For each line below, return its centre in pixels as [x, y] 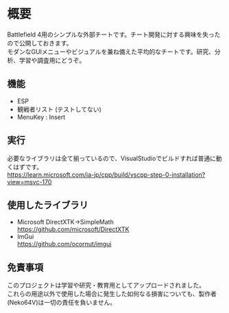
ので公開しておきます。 [40, 43]
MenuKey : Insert [41, 117]
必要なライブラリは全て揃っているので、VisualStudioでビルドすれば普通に [111, 158]
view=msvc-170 [29, 182]
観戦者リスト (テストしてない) [59, 109]
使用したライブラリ [48, 205]
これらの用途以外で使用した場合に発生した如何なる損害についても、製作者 [112, 294]
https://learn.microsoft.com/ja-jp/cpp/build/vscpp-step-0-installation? [106, 174]
